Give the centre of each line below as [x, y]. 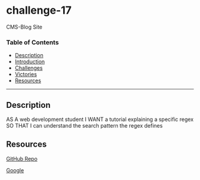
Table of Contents [33, 42]
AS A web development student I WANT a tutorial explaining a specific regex [100, 119]
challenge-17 [39, 10]
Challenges [29, 68]
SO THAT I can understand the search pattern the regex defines [85, 126]
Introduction [30, 62]
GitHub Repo [22, 159]
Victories [26, 75]
